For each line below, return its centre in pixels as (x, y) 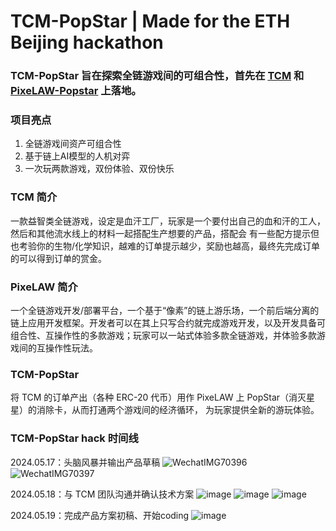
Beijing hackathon (87, 42)
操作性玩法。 (71, 348)
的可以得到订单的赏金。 (58, 258)
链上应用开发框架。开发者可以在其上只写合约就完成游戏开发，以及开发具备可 (168, 323)
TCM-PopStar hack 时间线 (74, 438)
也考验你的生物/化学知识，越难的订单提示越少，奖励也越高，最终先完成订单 (165, 246)
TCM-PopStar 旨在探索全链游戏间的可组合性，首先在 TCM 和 (157, 76)
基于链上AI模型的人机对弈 (77, 156)
